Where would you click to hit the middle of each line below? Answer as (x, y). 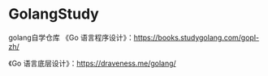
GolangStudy (54, 14)
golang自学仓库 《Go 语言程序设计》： (71, 37)
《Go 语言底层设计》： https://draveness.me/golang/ (92, 63)
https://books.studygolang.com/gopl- (197, 37)
